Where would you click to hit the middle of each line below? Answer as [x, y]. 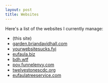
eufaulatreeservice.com [37, 75]
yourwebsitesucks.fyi [34, 49]
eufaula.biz [24, 54]
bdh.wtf [20, 59]
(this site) [22, 38]
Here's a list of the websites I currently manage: [54, 28]
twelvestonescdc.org [34, 70]
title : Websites [22, 14]
